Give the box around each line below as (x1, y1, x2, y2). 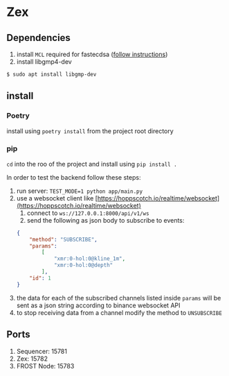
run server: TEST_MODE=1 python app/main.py (16, 187, 143, 195)
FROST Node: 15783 (16, 361, 75, 370)
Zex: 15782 (16, 354, 48, 363)
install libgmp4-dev (16, 58, 72, 66)
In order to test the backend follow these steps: (6, 173, 141, 181)
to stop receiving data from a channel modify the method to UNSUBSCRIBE (16, 308, 223, 316)
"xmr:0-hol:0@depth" (53, 262, 113, 269)
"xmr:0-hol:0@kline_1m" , (53, 255, 126, 262)
